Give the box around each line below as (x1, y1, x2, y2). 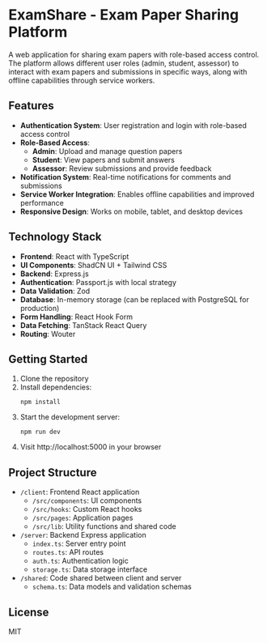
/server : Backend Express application (19, 530, 147, 540)
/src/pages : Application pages (32, 513, 133, 523)
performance (19, 198, 65, 207)
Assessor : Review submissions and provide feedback (32, 164, 212, 173)
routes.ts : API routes (32, 547, 104, 557)
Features (8, 99, 54, 113)
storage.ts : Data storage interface (32, 564, 148, 574)
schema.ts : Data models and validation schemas (32, 581, 192, 592)
